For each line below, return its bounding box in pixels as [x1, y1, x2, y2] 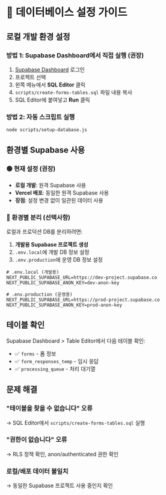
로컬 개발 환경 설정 [6, 31, 70, 42]
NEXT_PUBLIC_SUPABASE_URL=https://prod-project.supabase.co [6, 297, 161, 303]
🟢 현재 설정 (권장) [6, 164, 56, 173]
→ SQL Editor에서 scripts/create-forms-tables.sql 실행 [6, 419, 146, 426]
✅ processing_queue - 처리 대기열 [14, 365, 96, 372]
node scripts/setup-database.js [6, 127, 87, 133]
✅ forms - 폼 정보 [14, 350, 57, 357]
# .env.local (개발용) [6, 270, 60, 276]
